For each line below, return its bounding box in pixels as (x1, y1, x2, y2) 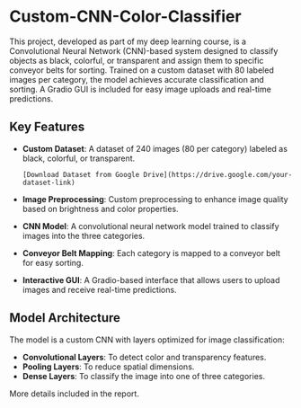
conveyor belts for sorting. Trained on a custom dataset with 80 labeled (9, 65, 274, 75)
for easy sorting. (22, 257, 84, 268)
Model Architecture (9, 310, 121, 325)
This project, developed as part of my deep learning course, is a (9, 36, 247, 47)
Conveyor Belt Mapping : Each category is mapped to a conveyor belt (22, 247, 281, 258)
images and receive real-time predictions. (22, 284, 177, 295)
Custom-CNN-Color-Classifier (9, 6, 242, 27)
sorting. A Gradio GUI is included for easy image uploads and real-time (9, 84, 271, 94)
